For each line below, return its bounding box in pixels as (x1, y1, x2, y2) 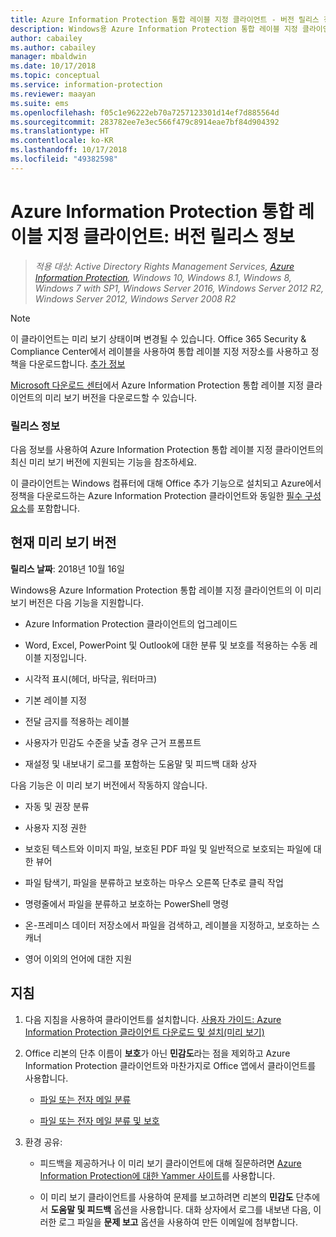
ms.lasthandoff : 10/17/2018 (10, 145, 128, 155)
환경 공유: (24, 1136, 63, 1148)
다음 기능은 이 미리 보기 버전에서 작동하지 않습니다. (10, 779, 208, 791)
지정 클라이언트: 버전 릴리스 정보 (46, 225, 295, 248)
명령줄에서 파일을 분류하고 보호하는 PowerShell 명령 (24, 897, 230, 910)
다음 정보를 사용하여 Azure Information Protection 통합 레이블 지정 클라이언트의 (10, 443, 324, 455)
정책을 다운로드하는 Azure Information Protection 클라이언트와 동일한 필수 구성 (10, 489, 322, 501)
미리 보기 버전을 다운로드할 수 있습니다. (44, 391, 198, 403)
